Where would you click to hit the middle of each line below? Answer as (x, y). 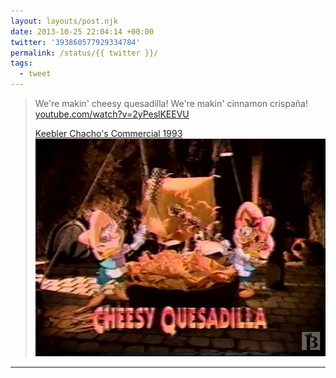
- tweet (35, 74)
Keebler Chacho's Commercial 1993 (108, 133)
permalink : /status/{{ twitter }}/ (84, 53)
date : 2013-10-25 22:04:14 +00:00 (82, 31)
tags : (21, 63)
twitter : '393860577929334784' (75, 42)
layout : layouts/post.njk (64, 21)
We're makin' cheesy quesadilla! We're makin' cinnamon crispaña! (171, 103)
